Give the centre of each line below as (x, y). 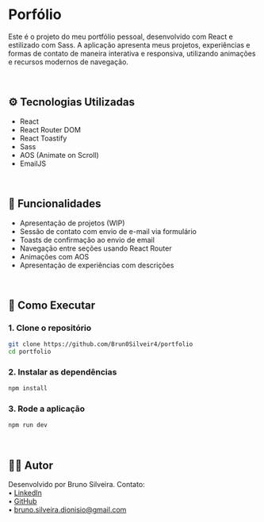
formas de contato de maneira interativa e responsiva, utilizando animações (132, 53)
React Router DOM (50, 129)
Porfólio (35, 15)
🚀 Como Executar (52, 305)
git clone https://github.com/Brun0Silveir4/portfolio (101, 344)
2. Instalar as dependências (63, 372)
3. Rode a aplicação (47, 409)
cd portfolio (30, 352)
